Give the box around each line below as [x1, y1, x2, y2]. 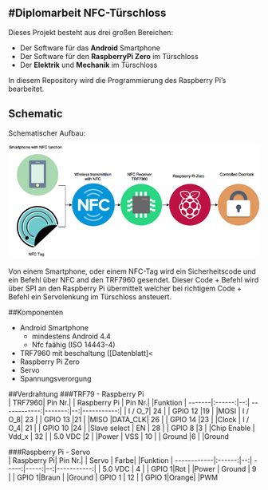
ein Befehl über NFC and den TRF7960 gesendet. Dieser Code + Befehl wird [8, 275, 259, 284]
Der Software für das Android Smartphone [19, 43, 161, 53]
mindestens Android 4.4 [31, 331, 112, 341]
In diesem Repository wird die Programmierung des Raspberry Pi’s [8, 75, 227, 85]
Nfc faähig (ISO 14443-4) [31, 339, 116, 350]
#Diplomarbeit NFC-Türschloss [8, 6, 167, 20]
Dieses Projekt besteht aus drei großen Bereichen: [8, 27, 174, 37]
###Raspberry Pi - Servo [8, 447, 91, 456]
